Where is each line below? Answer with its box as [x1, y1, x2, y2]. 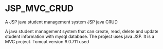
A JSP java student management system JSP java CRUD [5, 19, 118, 25]
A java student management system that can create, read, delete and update [5, 28, 159, 34]
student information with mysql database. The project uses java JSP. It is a [5, 33, 155, 39]
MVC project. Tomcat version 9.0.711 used [5, 38, 89, 44]
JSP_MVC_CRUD [5, 3, 74, 14]
